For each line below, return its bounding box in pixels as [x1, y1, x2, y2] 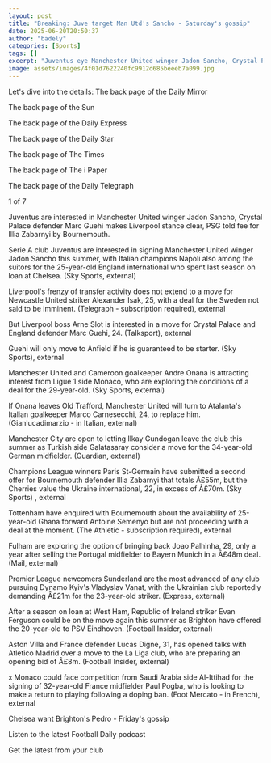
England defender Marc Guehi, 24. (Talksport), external [8, 328, 192, 337]
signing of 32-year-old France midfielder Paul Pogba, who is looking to [8, 680, 244, 690]
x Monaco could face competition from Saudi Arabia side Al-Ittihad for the [8, 672, 254, 682]
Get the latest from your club [8, 745, 104, 755]
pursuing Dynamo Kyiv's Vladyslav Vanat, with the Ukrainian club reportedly [8, 582, 261, 591]
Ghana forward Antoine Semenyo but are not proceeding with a [38, 516, 248, 526]
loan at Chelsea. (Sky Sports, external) [8, 270, 137, 280]
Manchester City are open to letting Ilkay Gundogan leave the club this [8, 434, 243, 443]
